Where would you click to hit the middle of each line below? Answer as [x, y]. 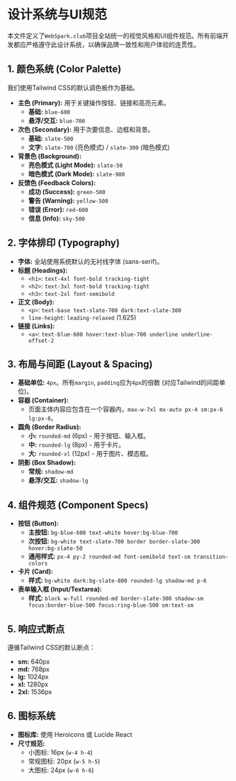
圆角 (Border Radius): [49, 427]
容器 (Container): [43, 400]
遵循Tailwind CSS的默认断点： [51, 647]
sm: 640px [34, 662]
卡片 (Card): [35, 572]
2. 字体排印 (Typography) [64, 243]
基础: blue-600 [49, 112]
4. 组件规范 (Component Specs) [78, 505]
